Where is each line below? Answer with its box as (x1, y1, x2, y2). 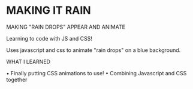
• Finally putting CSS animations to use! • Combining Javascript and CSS (6, 69, 187, 76)
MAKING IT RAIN (6, 4, 91, 17)
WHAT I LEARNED (6, 58, 51, 65)
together (6, 76, 28, 83)
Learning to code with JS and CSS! (6, 35, 93, 42)
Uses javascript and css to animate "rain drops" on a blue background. (6, 46, 181, 54)
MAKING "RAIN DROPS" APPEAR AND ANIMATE (6, 23, 126, 30)
